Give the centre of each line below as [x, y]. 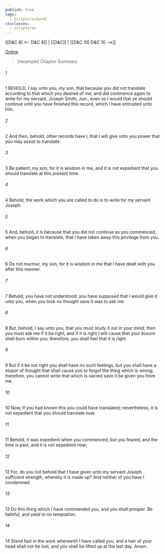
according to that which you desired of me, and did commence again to [78, 93]
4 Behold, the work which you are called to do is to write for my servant [78, 200]
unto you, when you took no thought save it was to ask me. [65, 301]
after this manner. [23, 269]
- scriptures [23, 28]
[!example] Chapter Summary [47, 62]
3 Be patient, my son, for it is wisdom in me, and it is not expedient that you [82, 168]
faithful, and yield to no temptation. [41, 514]
